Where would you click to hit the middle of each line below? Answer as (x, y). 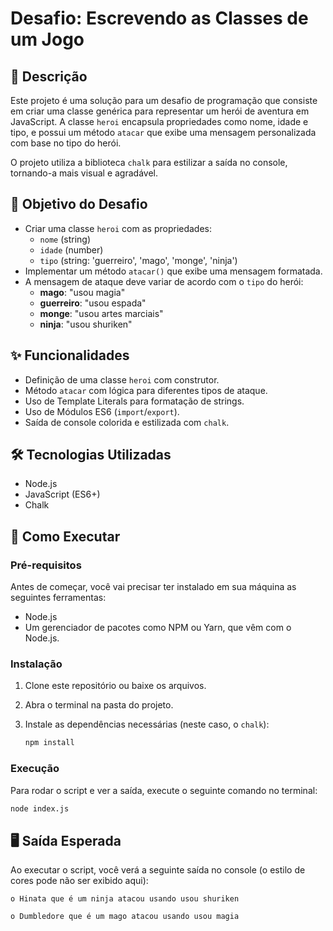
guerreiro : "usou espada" (93, 303)
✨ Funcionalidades (70, 355)
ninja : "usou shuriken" (86, 324)
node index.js (40, 808)
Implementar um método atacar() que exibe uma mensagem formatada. (173, 271)
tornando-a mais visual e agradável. (84, 173)
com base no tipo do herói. (66, 143)
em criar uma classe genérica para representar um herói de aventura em (160, 111)
